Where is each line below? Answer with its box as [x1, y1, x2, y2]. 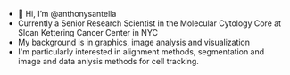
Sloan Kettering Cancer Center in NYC [17, 28, 159, 37]
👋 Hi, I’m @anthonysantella [17, 9, 117, 19]
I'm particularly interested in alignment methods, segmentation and [17, 46, 265, 57]
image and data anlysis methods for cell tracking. [17, 56, 199, 66]
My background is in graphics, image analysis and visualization [17, 37, 251, 47]
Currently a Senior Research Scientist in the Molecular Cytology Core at [17, 18, 282, 29]
